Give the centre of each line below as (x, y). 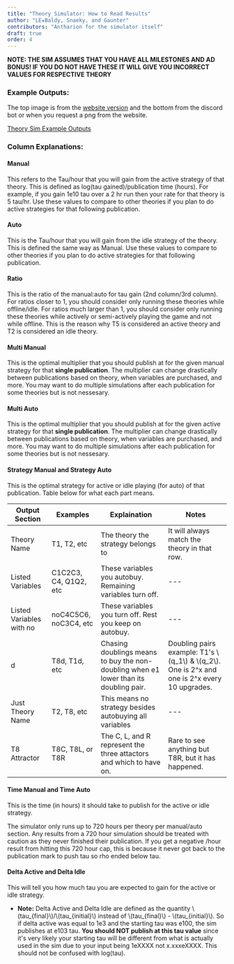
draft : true (24, 33)
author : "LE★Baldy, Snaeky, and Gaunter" (68, 20)
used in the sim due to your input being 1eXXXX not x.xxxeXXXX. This (117, 945)
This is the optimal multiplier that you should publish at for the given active (114, 424)
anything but (189, 749)
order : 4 (20, 40)
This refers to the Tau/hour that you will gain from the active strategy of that (116, 179)
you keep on (121, 623)
